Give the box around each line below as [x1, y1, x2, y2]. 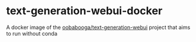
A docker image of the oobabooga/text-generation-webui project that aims [6, 24, 191, 31]
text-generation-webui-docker [6, 4, 163, 18]
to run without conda [6, 30, 58, 37]
